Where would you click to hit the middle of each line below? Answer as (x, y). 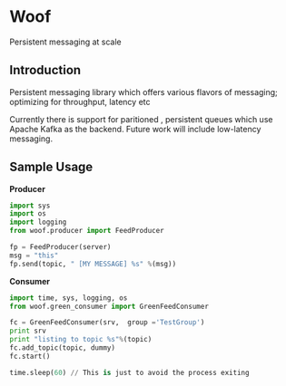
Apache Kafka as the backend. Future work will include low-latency (135, 129)
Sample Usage (51, 167)
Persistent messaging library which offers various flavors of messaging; (144, 92)
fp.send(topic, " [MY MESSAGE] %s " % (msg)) (93, 264)
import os (28, 214)
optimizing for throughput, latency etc (80, 101)
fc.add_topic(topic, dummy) (63, 348)
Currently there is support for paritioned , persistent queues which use (141, 119)
